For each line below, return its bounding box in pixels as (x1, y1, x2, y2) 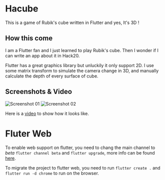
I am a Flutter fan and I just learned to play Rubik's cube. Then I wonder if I (5, 47, 158, 53)
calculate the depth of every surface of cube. (5, 73, 98, 79)
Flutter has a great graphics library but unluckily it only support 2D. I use (5, 62, 154, 68)
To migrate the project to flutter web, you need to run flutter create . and (5, 164, 161, 170)
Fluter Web (5, 128, 52, 139)
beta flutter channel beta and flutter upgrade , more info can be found (5, 149, 155, 155)
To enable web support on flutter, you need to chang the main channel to (5, 144, 155, 150)
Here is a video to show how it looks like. (5, 110, 89, 116)
